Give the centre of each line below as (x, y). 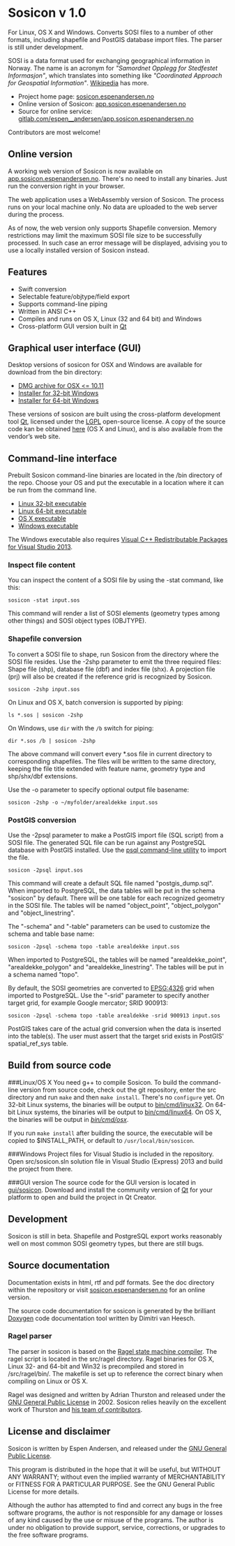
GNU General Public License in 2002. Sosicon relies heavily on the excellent (117, 1402)
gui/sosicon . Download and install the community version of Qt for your (111, 1190)
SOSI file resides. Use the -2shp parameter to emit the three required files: (115, 661)
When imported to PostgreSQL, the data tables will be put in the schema (112, 891)
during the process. (36, 214)
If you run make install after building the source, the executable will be (111, 1133)
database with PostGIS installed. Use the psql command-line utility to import (117, 850)
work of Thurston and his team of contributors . (75, 1409)
